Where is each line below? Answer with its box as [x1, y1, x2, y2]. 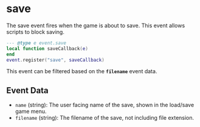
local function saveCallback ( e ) [6, 45, 88, 51]
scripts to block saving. [6, 28, 65, 35]
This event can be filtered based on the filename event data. [6, 68, 157, 75]
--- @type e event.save [6, 40, 67, 46]
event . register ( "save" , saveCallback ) [6, 57, 105, 63]
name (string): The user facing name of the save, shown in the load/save [15, 102, 195, 109]
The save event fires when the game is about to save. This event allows [6, 22, 185, 29]
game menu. [15, 108, 47, 115]
